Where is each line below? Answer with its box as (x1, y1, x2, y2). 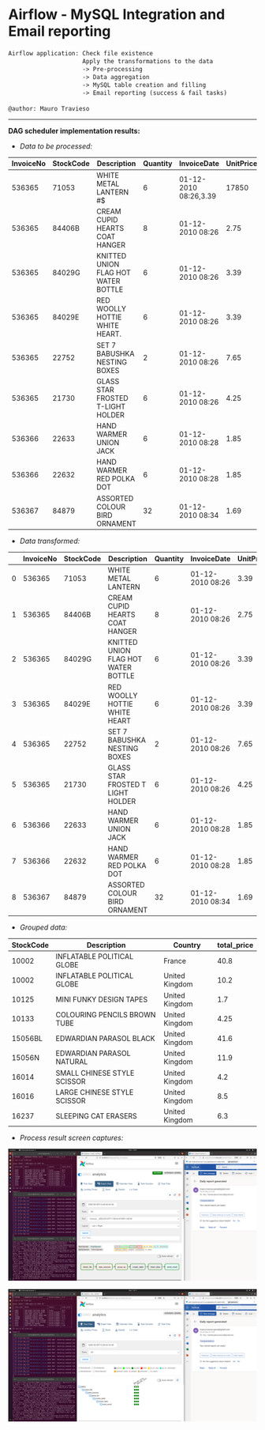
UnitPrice (226, 159, 258, 168)
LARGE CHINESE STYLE (55, 1087, 134, 1096)
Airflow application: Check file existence (8, 49, 154, 57)
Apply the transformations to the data (82, 57, 214, 65)
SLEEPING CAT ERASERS (55, 1111, 138, 1120)
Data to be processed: (19, 141, 93, 151)
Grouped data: (19, 923, 68, 932)
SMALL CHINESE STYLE (55, 1068, 135, 1077)
